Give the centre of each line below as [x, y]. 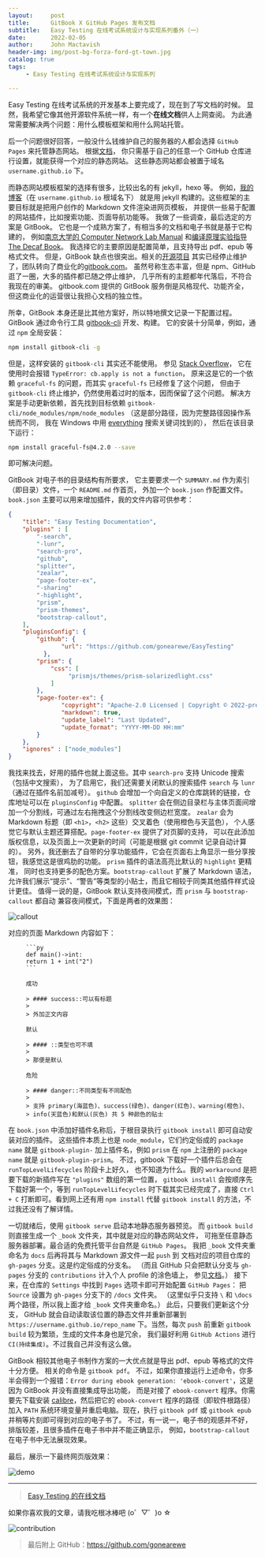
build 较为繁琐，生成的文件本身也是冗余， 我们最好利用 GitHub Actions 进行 [132, 1335]
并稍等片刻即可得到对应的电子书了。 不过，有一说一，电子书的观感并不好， [130, 1420]
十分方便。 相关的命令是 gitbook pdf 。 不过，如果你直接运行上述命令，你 [127, 1371]
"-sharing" [54, 588]
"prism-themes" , [63, 610]
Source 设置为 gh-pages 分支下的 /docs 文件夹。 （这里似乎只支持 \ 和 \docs [130, 1295]
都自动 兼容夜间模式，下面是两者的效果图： [105, 901]
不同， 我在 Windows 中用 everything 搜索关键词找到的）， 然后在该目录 [138, 422]
